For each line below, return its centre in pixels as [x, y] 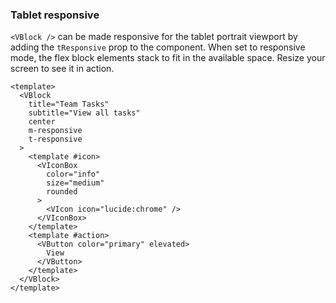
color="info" [73, 174]
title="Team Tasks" [69, 104]
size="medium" [75, 183]
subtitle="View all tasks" [84, 113]
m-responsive [55, 131]
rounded [62, 192]
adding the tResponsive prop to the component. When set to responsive [158, 47]
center [42, 122]
